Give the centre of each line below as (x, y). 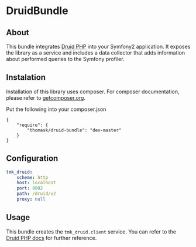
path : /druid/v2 (37, 194)
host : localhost (37, 183)
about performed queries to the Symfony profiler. (65, 59)
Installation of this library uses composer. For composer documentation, (93, 92)
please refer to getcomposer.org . (46, 97)
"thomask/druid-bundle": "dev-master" (74, 130)
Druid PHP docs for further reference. (51, 238)
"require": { (32, 125)
